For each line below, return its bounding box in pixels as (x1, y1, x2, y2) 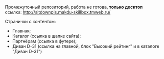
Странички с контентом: (5, 19, 56, 24)
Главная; (12, 28, 31, 33)
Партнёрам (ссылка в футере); (12, 38, 77, 44)
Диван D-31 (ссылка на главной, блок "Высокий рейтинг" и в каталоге (12, 44, 160, 49)
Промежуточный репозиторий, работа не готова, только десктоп (5, 4, 143, 10)
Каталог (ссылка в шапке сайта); (12, 33, 81, 39)
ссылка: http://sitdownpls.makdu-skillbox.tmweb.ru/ (5, 9, 111, 15)
